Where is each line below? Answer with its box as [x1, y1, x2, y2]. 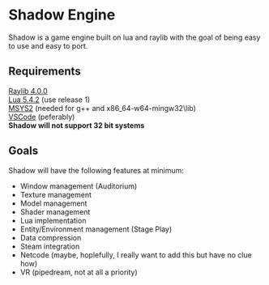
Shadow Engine [8, 6, 116, 24]
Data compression [19, 232, 82, 242]
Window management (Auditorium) [19, 181, 138, 191]
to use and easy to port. [8, 40, 88, 50]
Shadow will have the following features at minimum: [8, 165, 184, 175]
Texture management [19, 189, 92, 199]
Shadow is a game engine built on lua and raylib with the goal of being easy [8, 32, 261, 42]
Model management [19, 198, 88, 208]
